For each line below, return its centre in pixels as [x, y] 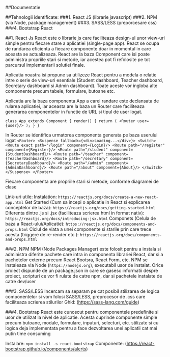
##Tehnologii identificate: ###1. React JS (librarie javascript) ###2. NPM [81, 17]
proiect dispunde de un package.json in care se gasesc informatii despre [82, 270]
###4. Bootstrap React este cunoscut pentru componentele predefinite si [82, 312]
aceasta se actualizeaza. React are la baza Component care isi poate [78, 54]
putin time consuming [28, 334]
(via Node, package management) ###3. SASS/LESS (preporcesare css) [81, 23]
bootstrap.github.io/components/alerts [46, 349]
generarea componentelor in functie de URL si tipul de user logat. [74, 112]
